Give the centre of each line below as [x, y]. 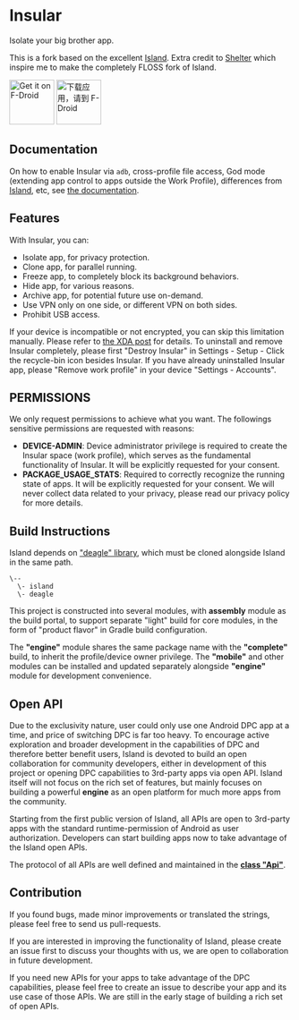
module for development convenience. [81, 676]
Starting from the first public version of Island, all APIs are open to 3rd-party [150, 819]
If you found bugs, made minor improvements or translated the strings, [140, 914]
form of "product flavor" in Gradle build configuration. [108, 630]
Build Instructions [60, 531]
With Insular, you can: [49, 240]
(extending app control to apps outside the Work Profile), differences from [146, 181]
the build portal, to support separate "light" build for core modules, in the [144, 620]
